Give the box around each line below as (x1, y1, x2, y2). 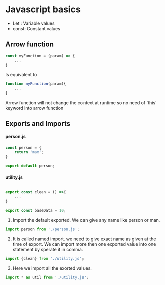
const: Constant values (12, 25, 60, 31)
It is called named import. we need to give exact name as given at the (12, 236, 156, 242)
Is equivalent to (5, 72, 37, 78)
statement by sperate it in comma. (12, 246, 84, 252)
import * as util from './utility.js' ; (5, 275, 89, 280)
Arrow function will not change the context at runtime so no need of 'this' (5, 100, 157, 106)
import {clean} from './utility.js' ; (5, 256, 85, 261)
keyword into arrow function (5, 105, 64, 111)
